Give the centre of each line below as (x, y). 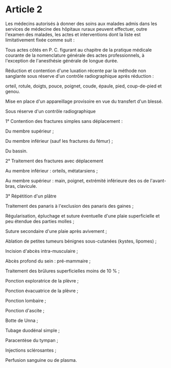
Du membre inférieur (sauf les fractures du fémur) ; (59, 141)
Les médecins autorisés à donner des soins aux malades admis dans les (81, 24)
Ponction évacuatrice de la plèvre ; (42, 291)
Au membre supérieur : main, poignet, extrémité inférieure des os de (77, 181)
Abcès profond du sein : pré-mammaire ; (48, 261)
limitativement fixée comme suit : (40, 40)
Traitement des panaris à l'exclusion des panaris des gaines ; (69, 206)
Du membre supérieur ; (30, 131)
